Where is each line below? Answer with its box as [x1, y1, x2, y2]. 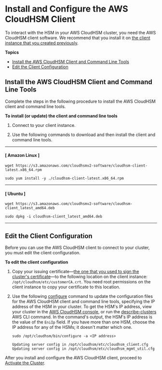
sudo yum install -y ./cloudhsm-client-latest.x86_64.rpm [5, 176, 124, 181]
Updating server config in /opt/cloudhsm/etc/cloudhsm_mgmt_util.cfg [12, 346, 155, 351]
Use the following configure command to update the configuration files [12, 293, 153, 299]
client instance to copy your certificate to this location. [12, 284, 121, 290]
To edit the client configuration [5, 259, 68, 265]
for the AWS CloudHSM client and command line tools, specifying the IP [12, 298, 155, 304]
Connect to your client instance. [12, 122, 76, 128]
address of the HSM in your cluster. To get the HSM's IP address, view [12, 304, 152, 309]
